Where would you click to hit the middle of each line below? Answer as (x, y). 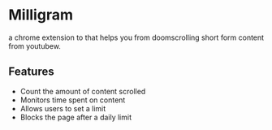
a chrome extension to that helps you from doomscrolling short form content (136, 37)
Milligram (41, 15)
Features (31, 72)
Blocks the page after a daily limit (76, 117)
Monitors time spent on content (73, 100)
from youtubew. (35, 45)
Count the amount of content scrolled (83, 91)
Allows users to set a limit (63, 108)
